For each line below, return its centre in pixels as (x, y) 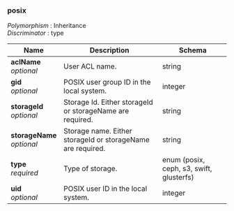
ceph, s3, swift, (187, 168)
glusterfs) (178, 177)
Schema (193, 50)
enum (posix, (184, 160)
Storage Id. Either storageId (108, 102)
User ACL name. (90, 66)
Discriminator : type (36, 33)
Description (109, 50)
